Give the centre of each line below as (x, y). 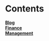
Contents (25, 9)
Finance (14, 27)
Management (19, 33)
